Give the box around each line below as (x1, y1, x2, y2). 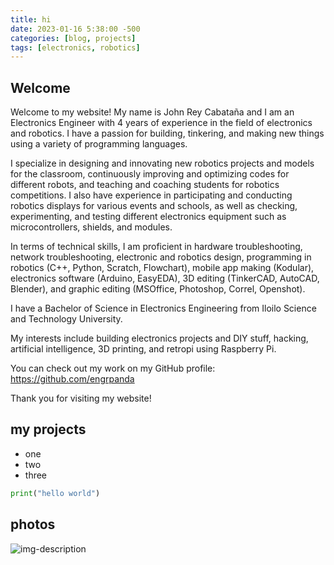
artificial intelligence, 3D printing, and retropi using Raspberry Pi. (10, 343, 277, 355)
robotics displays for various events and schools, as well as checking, (10, 200, 298, 212)
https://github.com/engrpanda (10, 373, 135, 385)
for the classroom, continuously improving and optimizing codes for (10, 168, 290, 180)
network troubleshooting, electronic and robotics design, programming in (10, 251, 312, 263)
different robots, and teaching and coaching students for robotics (10, 179, 280, 191)
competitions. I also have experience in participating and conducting (10, 189, 293, 201)
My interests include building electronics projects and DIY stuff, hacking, (10, 332, 309, 345)
